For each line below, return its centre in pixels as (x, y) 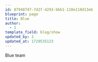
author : (13, 23)
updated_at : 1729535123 (29, 41)
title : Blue (17, 19)
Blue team (15, 55)
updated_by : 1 (20, 37)
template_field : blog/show (33, 32)
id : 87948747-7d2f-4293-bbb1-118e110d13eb (49, 10)
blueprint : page (22, 14)
